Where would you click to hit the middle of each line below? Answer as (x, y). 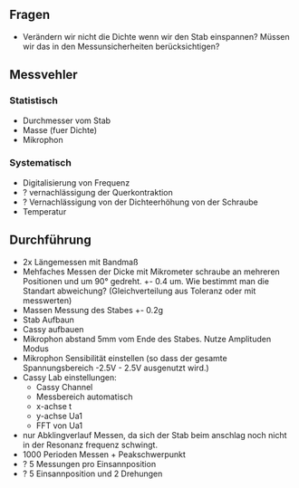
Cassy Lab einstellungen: (69, 377)
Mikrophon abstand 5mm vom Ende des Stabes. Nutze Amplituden (147, 339)
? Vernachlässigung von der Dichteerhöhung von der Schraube (140, 202)
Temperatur (44, 211)
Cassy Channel (64, 387)
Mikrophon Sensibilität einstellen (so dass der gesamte (125, 358)
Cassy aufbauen (53, 329)
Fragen (30, 15)
